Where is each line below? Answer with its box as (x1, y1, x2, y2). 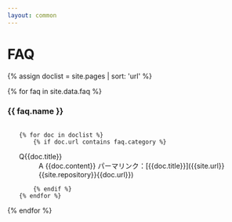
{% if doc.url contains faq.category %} (33, 138, 167, 146)
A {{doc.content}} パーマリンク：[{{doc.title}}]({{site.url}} (38, 162, 225, 171)
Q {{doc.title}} (18, 152, 63, 162)
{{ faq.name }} (7, 106, 64, 117)
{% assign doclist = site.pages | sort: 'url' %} (7, 71, 153, 81)
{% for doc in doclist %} (18, 131, 103, 140)
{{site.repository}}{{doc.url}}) (38, 170, 134, 180)
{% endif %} (33, 185, 72, 193)
